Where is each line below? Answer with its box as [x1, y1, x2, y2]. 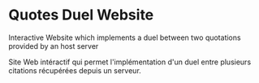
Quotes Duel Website [8, 6, 154, 24]
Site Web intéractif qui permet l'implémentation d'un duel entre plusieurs [8, 57, 252, 67]
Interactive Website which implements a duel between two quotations [8, 33, 241, 42]
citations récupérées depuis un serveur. [8, 65, 142, 75]
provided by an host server [8, 41, 99, 50]
